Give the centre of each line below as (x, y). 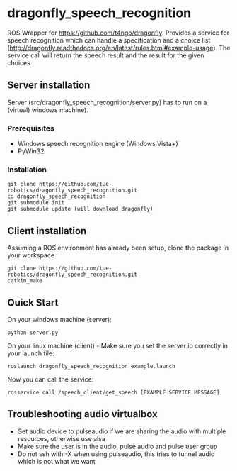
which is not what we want (56, 461)
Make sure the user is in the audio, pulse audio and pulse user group (117, 446)
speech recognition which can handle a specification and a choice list (109, 40)
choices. (20, 62)
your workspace (31, 255)
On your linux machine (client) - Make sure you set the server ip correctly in (118, 345)
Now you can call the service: (51, 379)
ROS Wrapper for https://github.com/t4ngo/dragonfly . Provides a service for (118, 33)
